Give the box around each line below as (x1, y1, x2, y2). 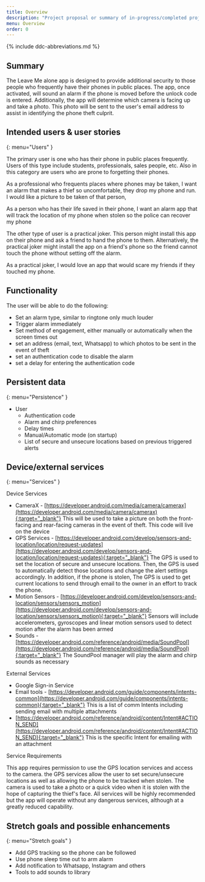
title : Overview (6, 9, 48, 15)
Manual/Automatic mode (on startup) (24, 431, 118, 439)
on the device (15, 528, 50, 535)
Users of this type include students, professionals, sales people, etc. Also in (6, 162, 197, 169)
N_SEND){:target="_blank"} (15, 734, 84, 741)
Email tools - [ (15, 688, 51, 696)
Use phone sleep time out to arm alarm (15, 856, 113, 863)
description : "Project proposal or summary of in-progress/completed (6, 15, 187, 21)
